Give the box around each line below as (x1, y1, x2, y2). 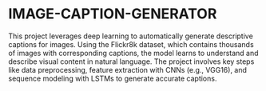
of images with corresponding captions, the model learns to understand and (8, 48, 259, 57)
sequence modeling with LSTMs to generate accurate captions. (8, 73, 217, 83)
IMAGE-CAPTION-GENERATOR (8, 5, 217, 23)
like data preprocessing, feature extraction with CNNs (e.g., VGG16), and (8, 65, 248, 74)
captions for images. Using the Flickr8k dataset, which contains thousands (8, 39, 254, 49)
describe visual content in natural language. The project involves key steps (8, 57, 255, 66)
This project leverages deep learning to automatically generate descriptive (8, 31, 253, 41)
